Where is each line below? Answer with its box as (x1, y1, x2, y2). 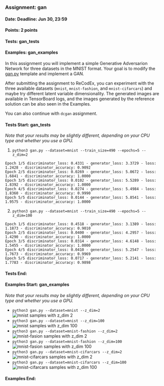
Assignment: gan (5, 4, 47, 11)
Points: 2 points (5, 27, 38, 33)
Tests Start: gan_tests (5, 122, 51, 128)
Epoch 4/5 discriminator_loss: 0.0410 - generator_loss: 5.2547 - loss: (5, 247, 157, 253)
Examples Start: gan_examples (5, 281, 70, 287)
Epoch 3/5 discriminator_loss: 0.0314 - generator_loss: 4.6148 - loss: (5, 239, 157, 244)
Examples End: (5, 375, 36, 381)
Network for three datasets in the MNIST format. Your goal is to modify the (5, 65, 156, 71)
